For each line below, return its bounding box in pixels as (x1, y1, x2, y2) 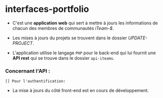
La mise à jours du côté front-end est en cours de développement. (12, 88, 149, 94)
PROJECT (12, 40, 33, 46)
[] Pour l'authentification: (5, 79, 66, 84)
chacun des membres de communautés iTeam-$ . (12, 25, 114, 31)
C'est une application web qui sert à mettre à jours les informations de (12, 20, 158, 26)
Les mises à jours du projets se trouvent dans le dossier (12, 35, 127, 41)
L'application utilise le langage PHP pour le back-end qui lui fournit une (12, 50, 156, 56)
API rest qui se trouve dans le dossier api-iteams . (12, 55, 115, 61)
